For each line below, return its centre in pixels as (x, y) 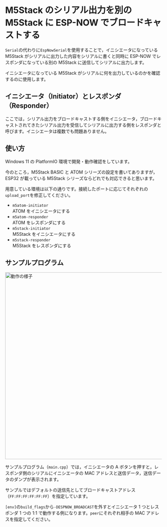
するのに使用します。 (27, 79)
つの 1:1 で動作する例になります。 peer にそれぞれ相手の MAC (83, 513)
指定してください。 (33, 520)
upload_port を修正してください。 (39, 195)
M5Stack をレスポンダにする (42, 245)
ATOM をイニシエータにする (41, 211)
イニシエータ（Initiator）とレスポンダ (63, 96)
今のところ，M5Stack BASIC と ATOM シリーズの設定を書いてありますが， (81, 172)
